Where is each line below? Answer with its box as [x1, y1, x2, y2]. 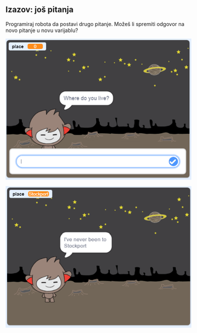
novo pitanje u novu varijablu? [5, 27, 78, 34]
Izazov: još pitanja [5, 5, 74, 15]
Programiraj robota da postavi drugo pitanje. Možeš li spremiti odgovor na [5, 20, 185, 27]
